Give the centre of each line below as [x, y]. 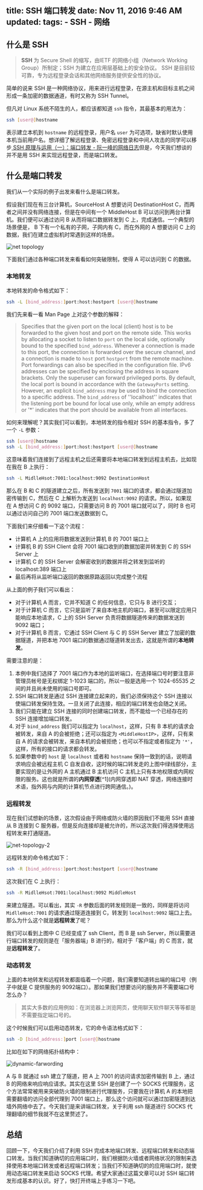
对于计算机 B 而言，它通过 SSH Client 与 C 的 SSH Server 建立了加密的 [102, 632]
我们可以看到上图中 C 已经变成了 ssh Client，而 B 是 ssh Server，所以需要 [98, 933]
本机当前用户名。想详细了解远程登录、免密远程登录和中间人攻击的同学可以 [99, 140]
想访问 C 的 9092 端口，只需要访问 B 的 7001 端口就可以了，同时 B [101, 506]
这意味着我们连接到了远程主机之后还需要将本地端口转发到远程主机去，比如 [99, 459]
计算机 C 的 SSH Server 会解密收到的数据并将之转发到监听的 [90, 561]
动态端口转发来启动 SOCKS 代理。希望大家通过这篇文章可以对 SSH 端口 [100, 1173]
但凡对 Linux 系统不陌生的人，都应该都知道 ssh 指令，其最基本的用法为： [97, 109]
